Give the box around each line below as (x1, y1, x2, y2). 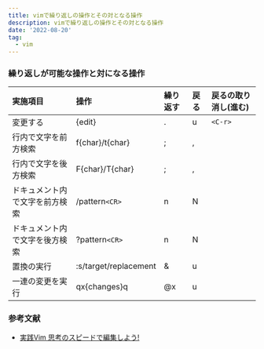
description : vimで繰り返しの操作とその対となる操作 (8, 19, 163, 27)
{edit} (75, 117, 97, 128)
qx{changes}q (75, 282, 128, 293)
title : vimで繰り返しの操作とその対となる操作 (8, 11, 143, 20)
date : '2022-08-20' (8, 26, 72, 34)
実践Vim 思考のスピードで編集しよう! (19, 333, 140, 342)
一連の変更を (12, 276, 60, 287)
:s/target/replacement (75, 260, 157, 271)
